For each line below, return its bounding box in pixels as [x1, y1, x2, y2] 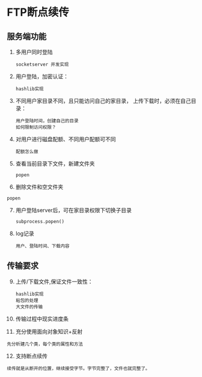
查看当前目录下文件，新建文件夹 [15, 160, 95, 167]
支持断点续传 [15, 352, 47, 360]
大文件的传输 [15, 304, 43, 310]
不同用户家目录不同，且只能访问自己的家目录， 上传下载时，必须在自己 [15, 97, 191, 104]
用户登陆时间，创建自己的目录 [15, 118, 79, 124]
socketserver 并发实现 [15, 61, 69, 67]
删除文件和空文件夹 [15, 183, 64, 190]
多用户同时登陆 [15, 49, 53, 55]
